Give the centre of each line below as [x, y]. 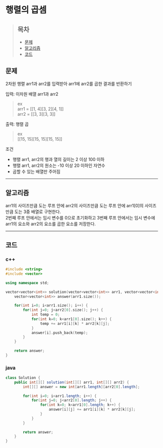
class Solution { [23, 378]
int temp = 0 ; [45, 315]
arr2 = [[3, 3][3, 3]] [36, 114]
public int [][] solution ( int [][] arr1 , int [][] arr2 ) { [72, 382]
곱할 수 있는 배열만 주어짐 [37, 171]
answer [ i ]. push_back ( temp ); [60, 333]
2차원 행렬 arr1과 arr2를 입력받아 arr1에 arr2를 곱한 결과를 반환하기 [69, 84]
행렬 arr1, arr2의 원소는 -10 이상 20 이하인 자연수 [59, 165]
